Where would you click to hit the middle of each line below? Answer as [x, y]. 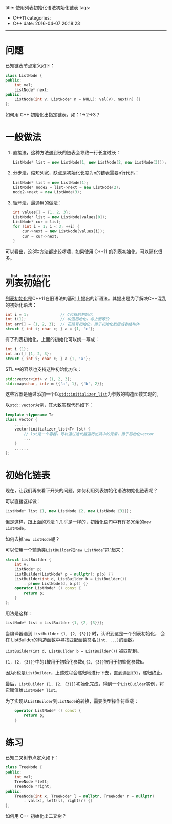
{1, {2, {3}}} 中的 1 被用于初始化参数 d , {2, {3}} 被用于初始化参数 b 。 [76, 661]
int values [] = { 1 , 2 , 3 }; [41, 212]
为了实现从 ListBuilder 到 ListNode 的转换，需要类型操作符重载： [72, 701]
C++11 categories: [32, 18]
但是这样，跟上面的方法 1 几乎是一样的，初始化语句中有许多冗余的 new [78, 522]
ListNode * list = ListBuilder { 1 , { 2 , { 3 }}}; [55, 623]
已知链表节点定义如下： [30, 65]
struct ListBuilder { [28, 560]
